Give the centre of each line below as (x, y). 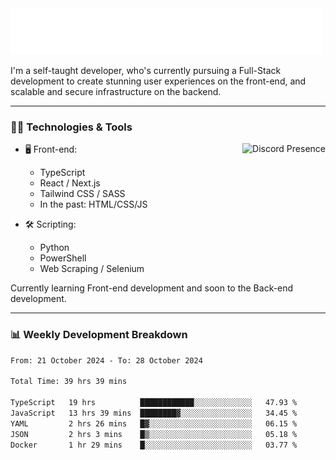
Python (54, 248)
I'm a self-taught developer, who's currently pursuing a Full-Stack (146, 70)
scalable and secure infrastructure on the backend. (116, 91)
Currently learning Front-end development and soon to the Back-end (152, 288)
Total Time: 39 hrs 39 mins (69, 382)
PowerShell (63, 258)
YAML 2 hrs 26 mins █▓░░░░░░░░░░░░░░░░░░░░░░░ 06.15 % (154, 423)
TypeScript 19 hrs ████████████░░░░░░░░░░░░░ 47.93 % (154, 403)
